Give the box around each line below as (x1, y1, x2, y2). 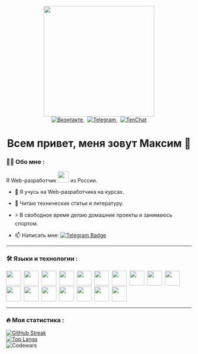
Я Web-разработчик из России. (6, 177, 98, 184)
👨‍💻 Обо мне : (6, 158, 45, 166)
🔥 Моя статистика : (6, 316, 65, 324)
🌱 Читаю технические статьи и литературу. (14, 200, 124, 207)
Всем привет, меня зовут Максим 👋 (6, 137, 192, 150)
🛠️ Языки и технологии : (6, 254, 78, 263)
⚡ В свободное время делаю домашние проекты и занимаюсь (14, 211, 173, 219)
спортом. (14, 220, 38, 227)
